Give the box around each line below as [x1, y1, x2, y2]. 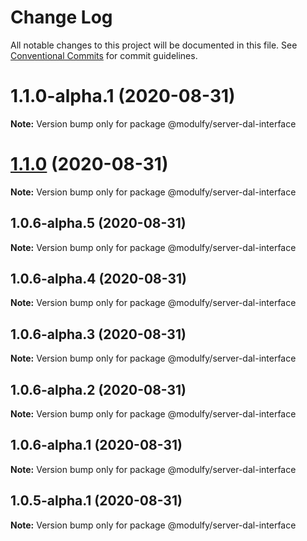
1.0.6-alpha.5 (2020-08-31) [10, 215, 187, 232]
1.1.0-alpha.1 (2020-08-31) [10, 85, 236, 108]
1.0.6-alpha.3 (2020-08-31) [10, 326, 187, 343]
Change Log [10, 6, 113, 29]
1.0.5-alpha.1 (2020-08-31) [10, 492, 183, 510]
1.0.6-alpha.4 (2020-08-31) [10, 271, 188, 288]
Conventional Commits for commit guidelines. [10, 49, 198, 61]
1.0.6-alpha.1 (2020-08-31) [10, 437, 183, 454]
